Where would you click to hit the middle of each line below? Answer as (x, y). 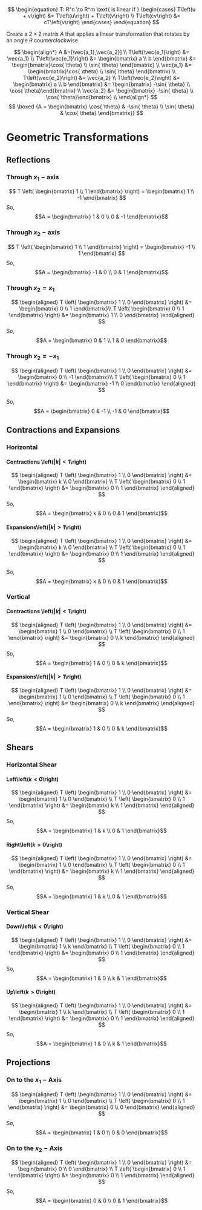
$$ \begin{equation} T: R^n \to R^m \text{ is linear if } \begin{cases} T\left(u (102, 9)
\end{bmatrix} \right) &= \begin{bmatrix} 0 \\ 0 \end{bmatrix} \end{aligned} (102, 1107)
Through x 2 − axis (33, 233)
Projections (28, 1063)
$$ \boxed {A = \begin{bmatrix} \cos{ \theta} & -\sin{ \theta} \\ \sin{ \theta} (102, 107)
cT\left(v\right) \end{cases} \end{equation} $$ (102, 22)
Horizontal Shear (32, 764)
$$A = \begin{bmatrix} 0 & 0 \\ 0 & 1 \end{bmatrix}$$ (102, 1201)
